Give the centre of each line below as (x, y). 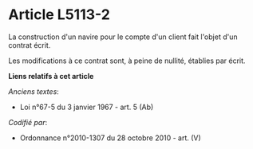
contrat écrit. (30, 45)
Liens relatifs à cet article (51, 76)
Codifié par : (28, 122)
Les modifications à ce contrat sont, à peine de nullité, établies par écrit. (127, 61)
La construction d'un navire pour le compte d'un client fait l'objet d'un (123, 37)
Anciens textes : (34, 91)
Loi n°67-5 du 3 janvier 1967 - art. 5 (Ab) (87, 107)
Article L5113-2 (59, 15)
